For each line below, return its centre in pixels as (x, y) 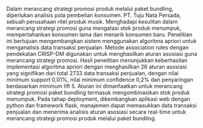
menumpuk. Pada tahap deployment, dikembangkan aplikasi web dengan (98, 99)
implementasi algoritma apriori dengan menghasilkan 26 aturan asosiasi (97, 67)
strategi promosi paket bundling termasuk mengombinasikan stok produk (98, 93)
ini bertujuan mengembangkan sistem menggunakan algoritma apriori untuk (101, 41)
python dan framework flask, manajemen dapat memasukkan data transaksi (101, 105)
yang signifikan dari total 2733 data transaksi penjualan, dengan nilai (92, 73)
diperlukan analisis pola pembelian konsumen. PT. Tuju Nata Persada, (94, 15)
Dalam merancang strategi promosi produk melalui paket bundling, (90, 9)
